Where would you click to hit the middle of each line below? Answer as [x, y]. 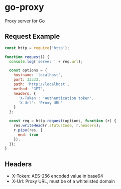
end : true [28, 135]
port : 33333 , [27, 80]
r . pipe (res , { [28, 130]
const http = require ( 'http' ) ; [37, 48]
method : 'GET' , [29, 89]
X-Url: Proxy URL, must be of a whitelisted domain [63, 181]
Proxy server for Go [25, 21]
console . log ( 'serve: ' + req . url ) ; [46, 62]
